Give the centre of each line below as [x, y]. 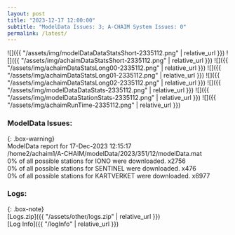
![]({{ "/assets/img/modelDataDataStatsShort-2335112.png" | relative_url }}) [116, 53]
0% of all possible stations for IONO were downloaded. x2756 [96, 161]
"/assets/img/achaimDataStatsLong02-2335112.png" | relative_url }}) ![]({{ [114, 83]
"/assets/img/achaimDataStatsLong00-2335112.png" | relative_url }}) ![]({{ [114, 68]
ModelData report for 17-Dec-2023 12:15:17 [69, 146]
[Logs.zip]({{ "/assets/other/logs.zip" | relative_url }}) [84, 216]
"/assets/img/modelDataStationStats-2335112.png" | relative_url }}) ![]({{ [112, 98]
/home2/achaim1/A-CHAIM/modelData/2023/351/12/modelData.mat [105, 153]
